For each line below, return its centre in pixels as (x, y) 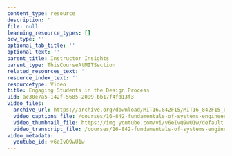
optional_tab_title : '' (41, 46)
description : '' (30, 20)
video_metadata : (30, 135)
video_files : (26, 104)
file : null (23, 26)
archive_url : (32, 110)
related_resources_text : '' (48, 71)
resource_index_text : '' (43, 78)
